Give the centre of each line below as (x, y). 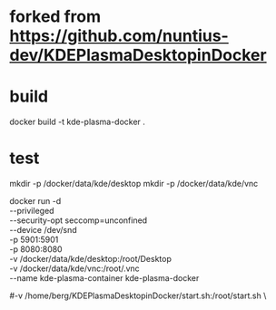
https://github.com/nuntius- (119, 36)
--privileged (32, 211)
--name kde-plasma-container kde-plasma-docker (104, 278)
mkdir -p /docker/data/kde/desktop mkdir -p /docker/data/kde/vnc (134, 184)
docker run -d (35, 201)
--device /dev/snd (43, 230)
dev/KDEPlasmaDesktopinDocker (138, 55)
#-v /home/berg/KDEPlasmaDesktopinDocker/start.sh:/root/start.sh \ (138, 295)
